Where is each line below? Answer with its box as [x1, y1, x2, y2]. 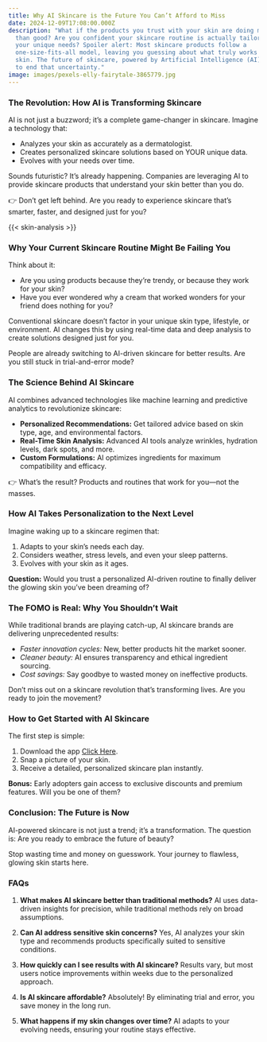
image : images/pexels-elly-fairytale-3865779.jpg [8, 71, 176, 79]
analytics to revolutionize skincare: [8, 403, 122, 413]
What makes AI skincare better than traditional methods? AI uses [19, 896, 239, 904]
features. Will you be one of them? [8, 788, 121, 797]
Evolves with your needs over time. [19, 156, 135, 165]
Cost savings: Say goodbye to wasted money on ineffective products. [19, 669, 248, 680]
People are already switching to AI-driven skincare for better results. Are [8, 349, 246, 358]
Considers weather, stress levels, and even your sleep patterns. [19, 550, 228, 560]
